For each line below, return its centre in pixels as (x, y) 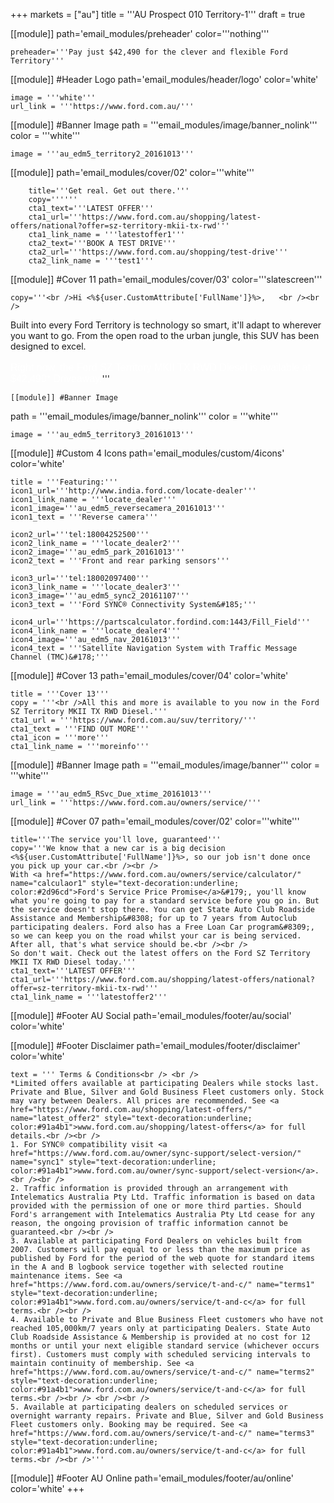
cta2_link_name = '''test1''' (91, 261)
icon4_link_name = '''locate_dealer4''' (96, 631)
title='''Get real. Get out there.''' (109, 191)
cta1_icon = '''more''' (60, 738)
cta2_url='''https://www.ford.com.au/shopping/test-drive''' (158, 252)
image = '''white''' (53, 98)
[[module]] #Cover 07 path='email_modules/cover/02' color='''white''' (155, 821)
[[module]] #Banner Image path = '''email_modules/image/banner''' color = (165, 765)
